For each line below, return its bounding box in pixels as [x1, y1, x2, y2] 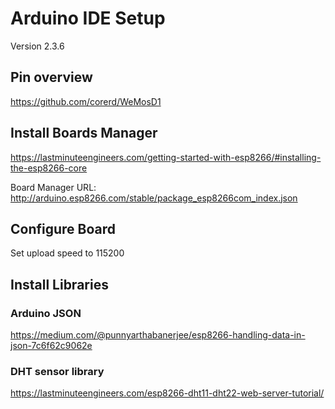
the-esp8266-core [10, 162, 88, 174]
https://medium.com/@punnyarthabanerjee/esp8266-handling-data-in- [10, 329, 306, 341]
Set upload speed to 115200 [10, 247, 125, 259]
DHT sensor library [10, 364, 105, 378]
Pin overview [10, 69, 93, 86]
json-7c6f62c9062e [10, 340, 93, 352]
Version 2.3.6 [10, 40, 65, 52]
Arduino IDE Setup [10, 7, 166, 30]
